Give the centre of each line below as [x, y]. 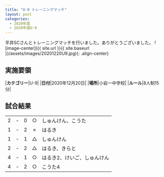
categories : [17, 19]
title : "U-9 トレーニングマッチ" [36, 10]
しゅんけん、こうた [64, 120]
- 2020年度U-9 [23, 28]
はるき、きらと [59, 148]
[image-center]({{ [23, 48]
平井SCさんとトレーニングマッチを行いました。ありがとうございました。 [79, 43]
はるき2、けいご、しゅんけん [75, 157]
